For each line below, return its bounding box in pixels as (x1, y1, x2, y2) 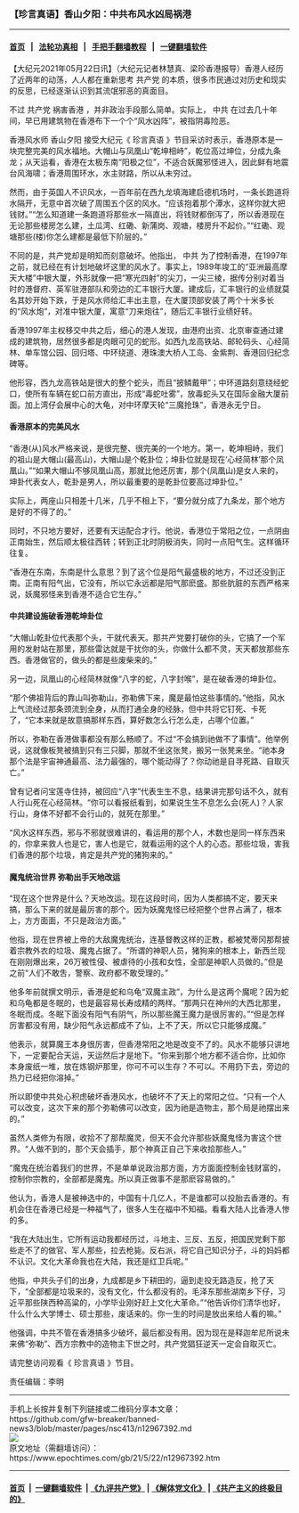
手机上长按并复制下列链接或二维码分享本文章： (9, 1403, 181, 1414)
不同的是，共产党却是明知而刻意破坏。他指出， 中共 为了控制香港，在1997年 (9, 249, 288, 260)
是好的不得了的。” (9, 506, 72, 517)
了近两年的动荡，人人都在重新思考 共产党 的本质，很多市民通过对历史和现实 (9, 74, 287, 85)
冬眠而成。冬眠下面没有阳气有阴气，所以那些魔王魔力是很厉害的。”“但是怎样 (9, 1009, 286, 1019)
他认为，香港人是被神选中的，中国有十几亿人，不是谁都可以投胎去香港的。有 (9, 1192, 290, 1204)
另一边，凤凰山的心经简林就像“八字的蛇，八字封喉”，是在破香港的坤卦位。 (9, 673, 282, 683)
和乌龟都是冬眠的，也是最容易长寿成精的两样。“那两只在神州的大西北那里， (9, 998, 287, 1009)
